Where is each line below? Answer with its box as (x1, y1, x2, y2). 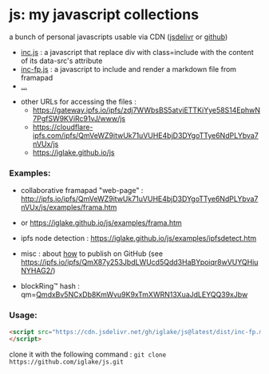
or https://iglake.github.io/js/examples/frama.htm (20, 218, 182, 228)
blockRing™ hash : (20, 281, 81, 291)
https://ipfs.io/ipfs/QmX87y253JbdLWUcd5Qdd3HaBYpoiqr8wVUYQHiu (20, 258, 259, 267)
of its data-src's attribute (20, 56, 103, 65)
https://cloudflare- (32, 122, 93, 132)
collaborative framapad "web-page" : (20, 186, 144, 195)
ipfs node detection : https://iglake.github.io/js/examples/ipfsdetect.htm (20, 234, 257, 243)
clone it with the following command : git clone (9, 349, 167, 360)
